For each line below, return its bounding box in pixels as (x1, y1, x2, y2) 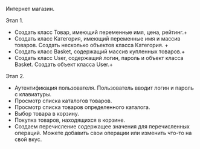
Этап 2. (5, 73, 25, 79)
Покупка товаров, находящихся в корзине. (14, 116, 125, 124)
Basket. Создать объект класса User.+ (14, 61, 113, 68)
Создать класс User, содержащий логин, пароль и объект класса (14, 55, 184, 61)
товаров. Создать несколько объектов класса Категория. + (14, 42, 169, 48)
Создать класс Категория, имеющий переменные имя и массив (14, 35, 181, 42)
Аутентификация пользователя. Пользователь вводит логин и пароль (14, 84, 194, 91)
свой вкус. (14, 136, 42, 143)
